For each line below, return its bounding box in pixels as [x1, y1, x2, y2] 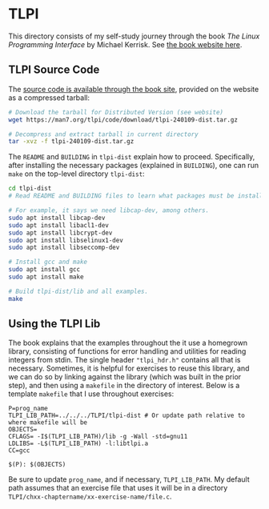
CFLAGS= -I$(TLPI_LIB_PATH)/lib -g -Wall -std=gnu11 [8, 433, 188, 441]
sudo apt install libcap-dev [8, 214, 106, 222]
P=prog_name [8, 405, 48, 413]
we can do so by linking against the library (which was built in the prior [8, 372, 242, 382]
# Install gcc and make [8, 258, 88, 267]
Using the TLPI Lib [8, 317, 101, 331]
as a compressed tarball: [8, 93, 90, 102]
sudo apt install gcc [8, 266, 81, 274]
